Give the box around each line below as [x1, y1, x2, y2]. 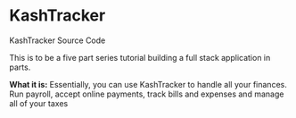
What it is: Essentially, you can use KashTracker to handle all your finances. [9, 79, 287, 89]
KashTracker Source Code [9, 35, 106, 46]
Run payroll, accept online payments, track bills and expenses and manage [9, 88, 284, 99]
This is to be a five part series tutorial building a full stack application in [9, 52, 271, 63]
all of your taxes [9, 97, 69, 108]
